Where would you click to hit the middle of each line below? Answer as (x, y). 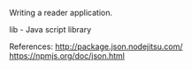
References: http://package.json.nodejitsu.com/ (96, 46)
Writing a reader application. (61, 13)
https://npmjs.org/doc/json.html (67, 56)
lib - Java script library (50, 29)
